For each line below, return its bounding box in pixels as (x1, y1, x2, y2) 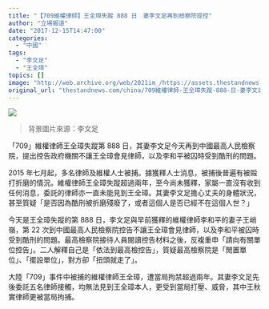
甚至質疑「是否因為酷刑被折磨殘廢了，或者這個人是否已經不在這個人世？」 (8, 198, 254, 208)
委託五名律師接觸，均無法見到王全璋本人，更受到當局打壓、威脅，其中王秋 (14, 282, 261, 292)
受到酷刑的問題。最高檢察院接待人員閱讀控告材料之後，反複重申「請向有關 (8, 235, 254, 245)
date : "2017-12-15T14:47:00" (8, 26, 106, 34)
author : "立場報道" (8, 19, 69, 27)
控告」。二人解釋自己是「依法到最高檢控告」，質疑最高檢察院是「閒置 (14, 245, 240, 255)
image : (8, 78, 30, 86)
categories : (8, 34, 48, 42)
